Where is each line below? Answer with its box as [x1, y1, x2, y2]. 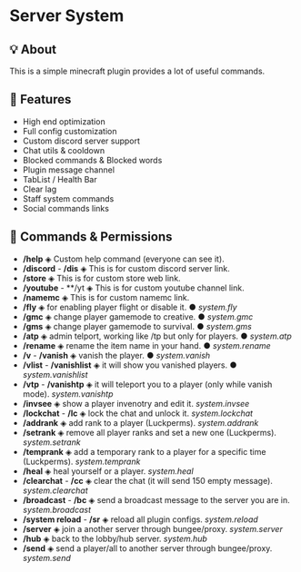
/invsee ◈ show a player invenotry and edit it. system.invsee [22, 398, 250, 409]
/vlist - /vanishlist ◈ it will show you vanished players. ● [22, 360, 237, 370]
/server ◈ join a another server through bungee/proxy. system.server [22, 523, 284, 534]
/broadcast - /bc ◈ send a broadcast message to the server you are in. [22, 494, 291, 505]
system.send [22, 552, 71, 563]
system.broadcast [22, 504, 92, 515]
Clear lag [22, 183, 57, 194]
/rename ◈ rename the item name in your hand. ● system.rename [22, 340, 271, 350]
